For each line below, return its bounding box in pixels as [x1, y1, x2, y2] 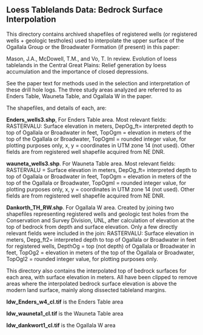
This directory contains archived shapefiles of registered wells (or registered [6, 30, 198, 38]
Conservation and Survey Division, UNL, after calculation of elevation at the [6, 216, 195, 224]
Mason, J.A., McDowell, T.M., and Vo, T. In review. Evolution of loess [6, 55, 177, 62]
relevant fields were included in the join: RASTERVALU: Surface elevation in [6, 230, 195, 237]
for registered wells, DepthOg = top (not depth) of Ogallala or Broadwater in [6, 242, 195, 250]
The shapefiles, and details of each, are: [6, 104, 107, 111]
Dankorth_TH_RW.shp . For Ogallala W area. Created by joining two [6, 204, 175, 211]
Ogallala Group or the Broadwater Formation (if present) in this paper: [6, 43, 180, 50]
